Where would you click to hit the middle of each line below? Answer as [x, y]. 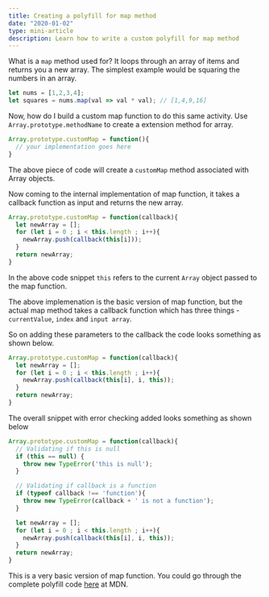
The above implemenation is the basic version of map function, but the [126, 301]
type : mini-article [41, 31]
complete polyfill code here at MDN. [68, 584]
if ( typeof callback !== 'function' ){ [81, 493]
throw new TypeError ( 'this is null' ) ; [88, 464]
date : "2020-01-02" [41, 23]
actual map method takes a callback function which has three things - [124, 310]
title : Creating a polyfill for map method [83, 16]
